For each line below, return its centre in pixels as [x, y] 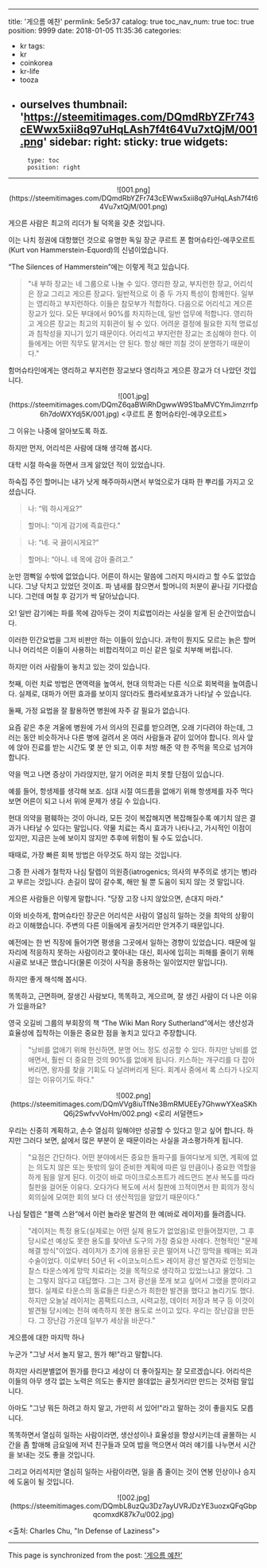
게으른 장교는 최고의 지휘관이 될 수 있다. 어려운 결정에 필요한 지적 [137, 323]
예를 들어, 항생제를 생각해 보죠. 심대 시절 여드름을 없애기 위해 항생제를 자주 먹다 [131, 791]
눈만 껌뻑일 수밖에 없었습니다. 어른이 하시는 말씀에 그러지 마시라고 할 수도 [122, 576]
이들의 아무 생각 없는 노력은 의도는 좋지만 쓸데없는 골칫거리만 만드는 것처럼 [124, 1381]
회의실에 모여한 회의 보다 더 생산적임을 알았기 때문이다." [114, 1197]
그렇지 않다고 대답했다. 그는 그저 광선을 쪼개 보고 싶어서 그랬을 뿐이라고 [146, 1280]
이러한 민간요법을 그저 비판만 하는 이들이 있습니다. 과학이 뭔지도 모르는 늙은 [125, 640]
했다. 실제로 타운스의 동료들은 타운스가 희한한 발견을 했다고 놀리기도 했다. [141, 1290]
